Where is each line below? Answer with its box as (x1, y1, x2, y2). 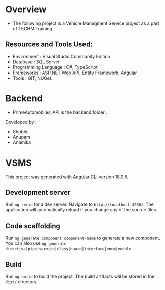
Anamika (12, 139, 31, 146)
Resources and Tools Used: (5, 40, 93, 49)
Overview (5, 4, 47, 15)
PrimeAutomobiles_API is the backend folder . (12, 109, 107, 115)
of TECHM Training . (12, 25, 55, 31)
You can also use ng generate (5, 240, 67, 246)
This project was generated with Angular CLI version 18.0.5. (5, 174, 129, 180)
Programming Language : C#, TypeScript (12, 64, 98, 70)
